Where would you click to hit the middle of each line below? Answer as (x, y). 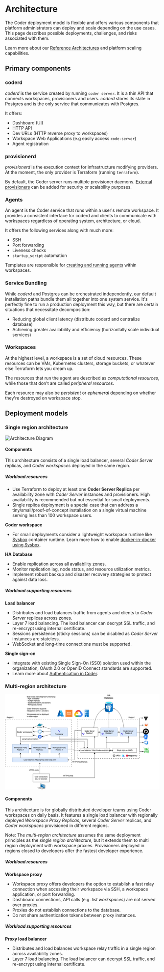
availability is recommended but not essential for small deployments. (81, 499)
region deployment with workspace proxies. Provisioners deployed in (75, 845)
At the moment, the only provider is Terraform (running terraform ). (72, 172)
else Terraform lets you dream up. (39, 368)
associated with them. (27, 38)
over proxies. (25, 905)
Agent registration (30, 143)
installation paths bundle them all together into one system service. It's (76, 299)
